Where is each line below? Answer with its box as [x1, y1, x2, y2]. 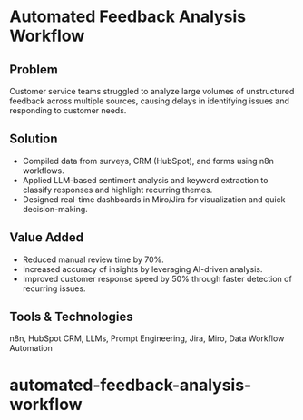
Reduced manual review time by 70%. [22, 254, 165, 265]
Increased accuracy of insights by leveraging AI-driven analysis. [22, 263, 263, 274]
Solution [9, 132, 58, 147]
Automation [9, 343, 53, 354]
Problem [9, 62, 59, 77]
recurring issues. [22, 283, 86, 294]
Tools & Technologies [9, 309, 133, 325]
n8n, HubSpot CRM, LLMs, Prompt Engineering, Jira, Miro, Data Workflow [9, 333, 285, 344]
